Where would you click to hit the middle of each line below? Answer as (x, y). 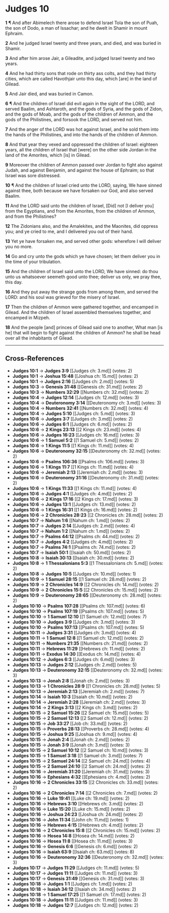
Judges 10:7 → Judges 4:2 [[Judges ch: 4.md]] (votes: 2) (73, 542)
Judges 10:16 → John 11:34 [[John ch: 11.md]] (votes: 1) (71, 819)
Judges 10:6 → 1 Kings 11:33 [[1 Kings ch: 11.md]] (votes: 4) (75, 488)
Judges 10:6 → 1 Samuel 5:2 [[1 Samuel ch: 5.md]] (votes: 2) (76, 440)
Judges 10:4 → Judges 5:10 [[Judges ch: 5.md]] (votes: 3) (74, 413)
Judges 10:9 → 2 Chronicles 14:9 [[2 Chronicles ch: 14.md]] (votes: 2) (86, 585)
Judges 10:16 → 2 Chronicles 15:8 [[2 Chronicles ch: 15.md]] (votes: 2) (86, 830)
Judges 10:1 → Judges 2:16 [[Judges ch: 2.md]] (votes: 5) (73, 381)
